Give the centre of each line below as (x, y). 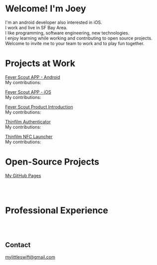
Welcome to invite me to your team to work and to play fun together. (75, 43)
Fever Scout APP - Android (33, 77)
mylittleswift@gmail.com (30, 257)
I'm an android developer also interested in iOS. (54, 22)
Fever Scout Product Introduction (39, 106)
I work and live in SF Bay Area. (36, 27)
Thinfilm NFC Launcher (29, 136)
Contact (18, 245)
